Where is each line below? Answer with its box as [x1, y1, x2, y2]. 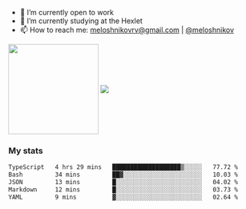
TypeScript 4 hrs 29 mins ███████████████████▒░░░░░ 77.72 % [8, 163, 239, 171]
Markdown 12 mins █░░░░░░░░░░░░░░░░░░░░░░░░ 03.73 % [8, 185, 239, 194]
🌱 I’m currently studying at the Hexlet [19, 16, 143, 26]
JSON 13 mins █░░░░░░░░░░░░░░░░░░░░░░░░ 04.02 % [8, 179, 239, 187]
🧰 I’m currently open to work [19, 8, 115, 17]
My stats [8, 145, 43, 156]
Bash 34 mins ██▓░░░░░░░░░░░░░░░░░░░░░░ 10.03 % [8, 171, 239, 179]
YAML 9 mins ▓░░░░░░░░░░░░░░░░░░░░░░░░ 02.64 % [8, 193, 239, 201]
